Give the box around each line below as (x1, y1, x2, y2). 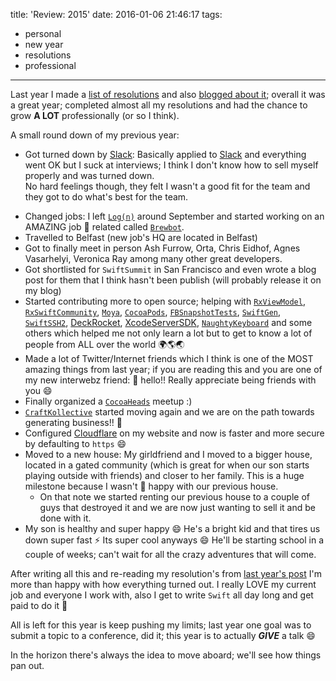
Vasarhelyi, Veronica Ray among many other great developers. (24, 253, 283, 264)
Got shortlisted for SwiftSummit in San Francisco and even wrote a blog (24, 264, 317, 275)
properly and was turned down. (24, 170, 155, 181)
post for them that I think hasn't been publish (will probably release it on (24, 274, 322, 286)
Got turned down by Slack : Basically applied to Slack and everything (24, 149, 307, 160)
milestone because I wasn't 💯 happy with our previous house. (24, 480, 279, 492)
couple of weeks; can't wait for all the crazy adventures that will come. (24, 549, 317, 560)
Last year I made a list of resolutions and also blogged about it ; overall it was (10, 89, 326, 100)
